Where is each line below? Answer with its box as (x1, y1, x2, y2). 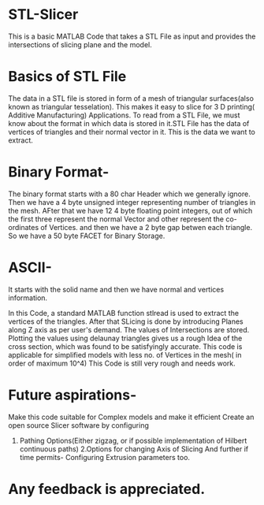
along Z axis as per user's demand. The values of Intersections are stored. (8, 325, 250, 334)
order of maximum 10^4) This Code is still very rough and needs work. (8, 358, 236, 368)
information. (8, 293, 48, 303)
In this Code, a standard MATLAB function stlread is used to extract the (8, 308, 239, 317)
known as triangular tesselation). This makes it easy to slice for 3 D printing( (8, 102, 255, 111)
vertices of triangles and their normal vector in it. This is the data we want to (8, 127, 256, 136)
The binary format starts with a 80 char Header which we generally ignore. (8, 189, 251, 199)
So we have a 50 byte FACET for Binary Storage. (8, 231, 165, 240)
